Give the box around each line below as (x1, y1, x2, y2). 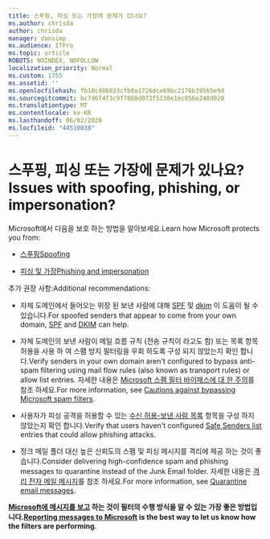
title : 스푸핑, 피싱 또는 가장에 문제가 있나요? (8, 11, 147, 20)
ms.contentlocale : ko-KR (8, 109, 92, 117)
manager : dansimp (8, 34, 67, 43)
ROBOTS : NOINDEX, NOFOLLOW (8, 57, 99, 65)
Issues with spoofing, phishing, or (8, 179, 240, 197)
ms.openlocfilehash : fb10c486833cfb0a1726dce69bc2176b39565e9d (8, 86, 225, 95)
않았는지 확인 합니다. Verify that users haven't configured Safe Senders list (19, 420, 262, 430)
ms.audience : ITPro (8, 42, 74, 50)
